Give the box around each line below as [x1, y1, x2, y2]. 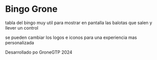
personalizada [5, 39, 34, 45]
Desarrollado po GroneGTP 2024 [5, 49, 73, 55]
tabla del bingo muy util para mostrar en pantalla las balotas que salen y [5, 20, 153, 26]
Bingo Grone [5, 3, 58, 15]
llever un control [5, 25, 39, 30]
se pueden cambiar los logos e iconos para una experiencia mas [5, 34, 137, 40]
